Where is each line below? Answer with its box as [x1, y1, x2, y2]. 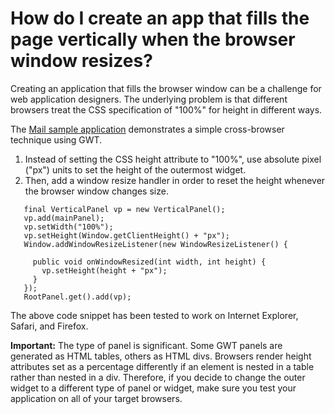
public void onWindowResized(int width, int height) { [32, 257, 267, 267]
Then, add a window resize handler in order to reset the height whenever [24, 174, 326, 186]
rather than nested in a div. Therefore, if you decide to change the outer [10, 371, 306, 383]
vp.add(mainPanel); [23, 213, 105, 223]
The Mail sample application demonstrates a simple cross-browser [10, 123, 285, 135]
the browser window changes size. [24, 185, 169, 197]
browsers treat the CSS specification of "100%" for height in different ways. [10, 103, 323, 116]
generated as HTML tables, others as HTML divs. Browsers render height [10, 350, 312, 362]
